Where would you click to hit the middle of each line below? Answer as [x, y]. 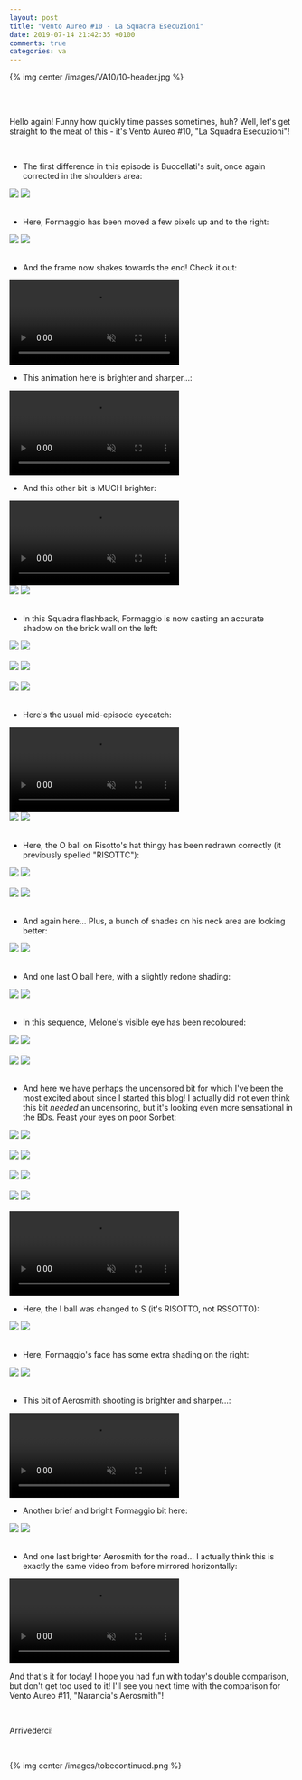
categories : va [38, 52]
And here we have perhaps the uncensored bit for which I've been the [153, 1089]
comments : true [38, 43]
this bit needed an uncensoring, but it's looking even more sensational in [158, 1108]
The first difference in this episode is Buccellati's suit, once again [144, 166]
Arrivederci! [31, 1731]
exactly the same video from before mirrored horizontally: [130, 1567]
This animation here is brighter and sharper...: [107, 378]
